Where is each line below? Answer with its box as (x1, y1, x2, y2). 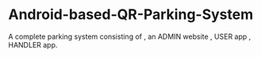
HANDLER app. (8, 40, 58, 49)
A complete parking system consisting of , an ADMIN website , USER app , (8, 32, 251, 41)
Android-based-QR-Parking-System (8, 6, 254, 24)
